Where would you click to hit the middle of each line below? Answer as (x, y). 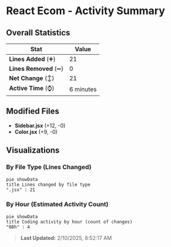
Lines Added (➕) (32, 59)
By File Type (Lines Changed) (49, 167)
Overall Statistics (38, 33)
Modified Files (33, 111)
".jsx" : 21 (21, 190)
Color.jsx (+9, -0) (36, 131)
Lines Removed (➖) (36, 69)
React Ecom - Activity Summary (86, 11)
